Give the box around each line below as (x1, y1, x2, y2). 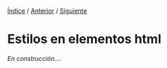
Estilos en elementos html (7, 32, 162, 47)
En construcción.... (7, 54, 62, 62)
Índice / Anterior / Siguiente (7, 7, 87, 15)
